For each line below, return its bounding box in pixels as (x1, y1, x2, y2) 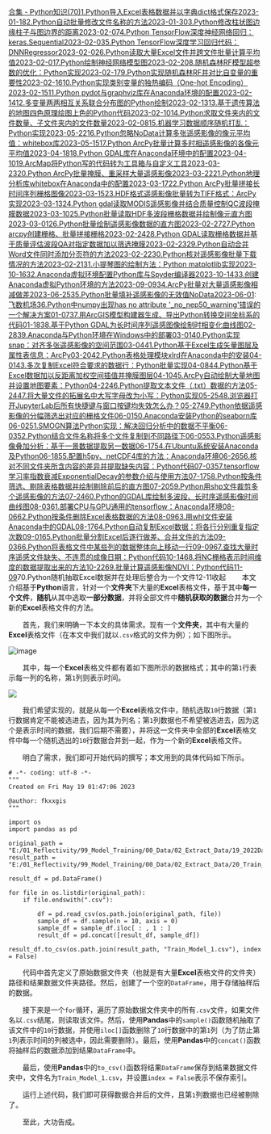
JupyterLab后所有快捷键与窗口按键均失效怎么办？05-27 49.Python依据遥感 (15, 401, 263, 410)
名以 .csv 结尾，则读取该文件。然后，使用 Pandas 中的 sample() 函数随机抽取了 (8, 1015, 261, 1024)
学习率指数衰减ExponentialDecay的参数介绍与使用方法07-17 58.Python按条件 (8, 472, 262, 481)
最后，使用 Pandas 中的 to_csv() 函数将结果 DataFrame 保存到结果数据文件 (23, 1063, 258, 1072)
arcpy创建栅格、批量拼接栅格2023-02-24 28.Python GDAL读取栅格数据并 (8, 229, 251, 238)
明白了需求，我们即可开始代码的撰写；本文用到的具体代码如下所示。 (23, 753, 248, 762)
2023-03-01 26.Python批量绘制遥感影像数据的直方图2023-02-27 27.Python (8, 219, 256, 229)
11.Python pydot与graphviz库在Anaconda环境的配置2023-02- (48, 88, 252, 97)
